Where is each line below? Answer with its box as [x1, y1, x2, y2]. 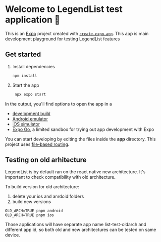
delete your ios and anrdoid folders [12, 193, 84, 200]
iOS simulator [12, 121, 40, 127]
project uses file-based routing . [5, 141, 70, 147]
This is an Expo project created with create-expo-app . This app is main [5, 30, 149, 36]
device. [5, 232, 20, 238]
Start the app [12, 82, 40, 88]
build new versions [12, 199, 51, 205]
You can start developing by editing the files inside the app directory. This [5, 136, 156, 142]
